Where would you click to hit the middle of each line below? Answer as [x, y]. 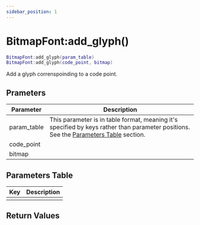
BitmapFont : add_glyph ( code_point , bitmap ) [60, 63]
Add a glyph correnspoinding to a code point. [62, 74]
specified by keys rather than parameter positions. [120, 127]
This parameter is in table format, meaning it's [114, 120]
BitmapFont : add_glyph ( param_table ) [50, 57]
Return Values [33, 216]
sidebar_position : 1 [32, 12]
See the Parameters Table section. [98, 135]
